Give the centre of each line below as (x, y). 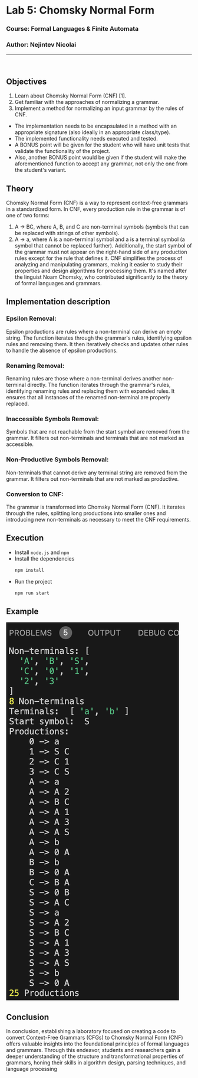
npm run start (32, 593)
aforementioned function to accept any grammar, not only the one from (101, 164)
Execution (25, 538)
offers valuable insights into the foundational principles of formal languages (98, 1044)
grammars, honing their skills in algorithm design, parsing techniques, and (96, 1063)
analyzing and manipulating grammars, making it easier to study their (98, 265)
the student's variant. (40, 170)
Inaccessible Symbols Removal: (52, 419)
